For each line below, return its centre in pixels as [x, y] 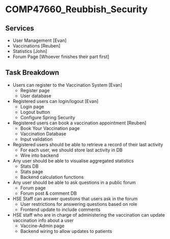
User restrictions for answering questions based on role [79, 204]
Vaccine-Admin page [42, 226]
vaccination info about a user [43, 220]
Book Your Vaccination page [50, 128]
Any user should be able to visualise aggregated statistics [73, 161]
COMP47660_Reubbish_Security [76, 9]
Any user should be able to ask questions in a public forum [74, 182]
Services [20, 28]
